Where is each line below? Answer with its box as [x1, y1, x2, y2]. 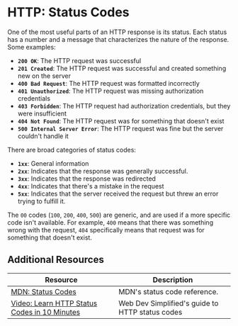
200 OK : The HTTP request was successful [17, 56, 142, 64]
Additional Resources [7, 254, 104, 266]
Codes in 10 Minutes [11, 307, 80, 317]
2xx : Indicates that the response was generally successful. [17, 167, 188, 175]
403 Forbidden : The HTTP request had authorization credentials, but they [17, 101, 231, 110]
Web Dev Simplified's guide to [118, 298, 219, 308]
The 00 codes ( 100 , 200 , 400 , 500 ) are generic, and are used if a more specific [7, 210, 231, 219]
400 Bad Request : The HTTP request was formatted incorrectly [17, 79, 200, 87]
